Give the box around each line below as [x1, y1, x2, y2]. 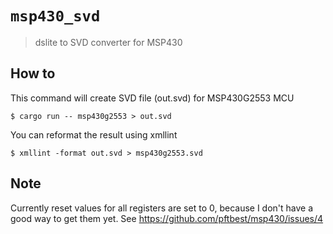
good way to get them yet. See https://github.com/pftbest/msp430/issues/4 [10, 212, 324, 224]
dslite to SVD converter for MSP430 [34, 36, 183, 48]
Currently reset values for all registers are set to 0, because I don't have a [10, 202, 314, 214]
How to [10, 65, 56, 82]
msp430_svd [10, 7, 101, 26]
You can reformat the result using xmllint [10, 128, 178, 141]
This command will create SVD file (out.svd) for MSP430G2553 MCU [10, 92, 295, 104]
